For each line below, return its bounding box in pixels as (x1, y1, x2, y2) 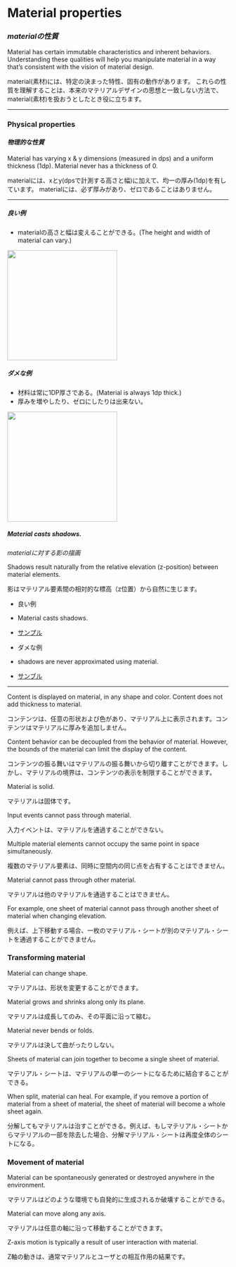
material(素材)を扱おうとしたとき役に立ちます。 (7, 95, 145, 104)
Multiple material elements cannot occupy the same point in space (7, 840, 200, 848)
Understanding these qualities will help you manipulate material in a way (7, 55, 216, 64)
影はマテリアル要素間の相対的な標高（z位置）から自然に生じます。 (7, 585, 202, 593)
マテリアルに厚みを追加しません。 (31, 723, 131, 732)
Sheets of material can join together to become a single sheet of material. (7, 1054, 220, 1063)
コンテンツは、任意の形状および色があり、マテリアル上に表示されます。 (7, 714, 216, 723)
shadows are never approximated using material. (17, 657, 159, 666)
